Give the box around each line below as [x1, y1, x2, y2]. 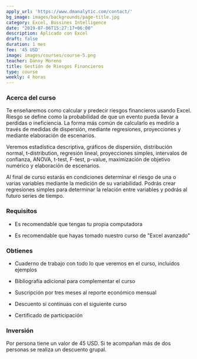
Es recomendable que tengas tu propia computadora [14, 220, 143, 227]
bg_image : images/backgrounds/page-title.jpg [6, 14, 119, 20]
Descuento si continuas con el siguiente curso [14, 301, 127, 308]
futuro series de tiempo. [6, 192, 65, 200]
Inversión [6, 326, 34, 334]
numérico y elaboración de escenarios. [6, 162, 101, 169]
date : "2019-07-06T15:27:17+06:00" [6, 25, 94, 31]
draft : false [6, 36, 38, 42]
